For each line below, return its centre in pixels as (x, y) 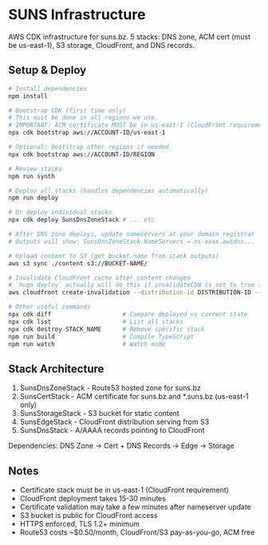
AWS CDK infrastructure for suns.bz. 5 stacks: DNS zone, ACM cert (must (130, 37)
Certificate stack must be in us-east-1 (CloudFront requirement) (124, 490)
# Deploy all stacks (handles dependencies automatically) (108, 190)
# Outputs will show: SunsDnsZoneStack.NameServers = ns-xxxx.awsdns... (132, 241)
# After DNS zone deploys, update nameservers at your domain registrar (132, 234)
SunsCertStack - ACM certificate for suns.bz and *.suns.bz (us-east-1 (134, 397)
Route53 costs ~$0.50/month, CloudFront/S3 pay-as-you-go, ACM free (137, 532)
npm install (28, 96)
